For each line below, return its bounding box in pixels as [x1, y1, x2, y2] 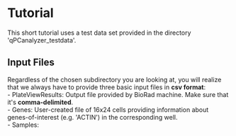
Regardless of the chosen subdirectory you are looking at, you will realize [7, 75, 222, 84]
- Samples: [7, 120, 40, 129]
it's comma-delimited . [7, 98, 74, 106]
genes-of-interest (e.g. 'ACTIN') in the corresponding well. [7, 113, 178, 121]
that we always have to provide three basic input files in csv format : [7, 83, 206, 91]
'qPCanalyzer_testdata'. [7, 35, 77, 44]
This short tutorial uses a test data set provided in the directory [7, 28, 191, 37]
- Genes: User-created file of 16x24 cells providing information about [7, 105, 209, 114]
